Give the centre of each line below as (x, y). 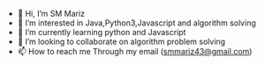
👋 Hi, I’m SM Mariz (51, 14)
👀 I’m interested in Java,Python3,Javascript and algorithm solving (136, 23)
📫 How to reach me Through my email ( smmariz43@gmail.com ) (135, 51)
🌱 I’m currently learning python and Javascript (102, 32)
